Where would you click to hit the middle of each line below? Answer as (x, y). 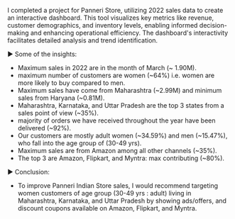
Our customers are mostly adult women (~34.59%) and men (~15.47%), (122, 135)
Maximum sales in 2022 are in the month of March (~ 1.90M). (107, 68)
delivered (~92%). (44, 128)
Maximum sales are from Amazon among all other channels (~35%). (117, 151)
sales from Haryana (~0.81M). (61, 98)
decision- (213, 25)
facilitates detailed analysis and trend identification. (83, 40)
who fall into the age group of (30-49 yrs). (80, 143)
